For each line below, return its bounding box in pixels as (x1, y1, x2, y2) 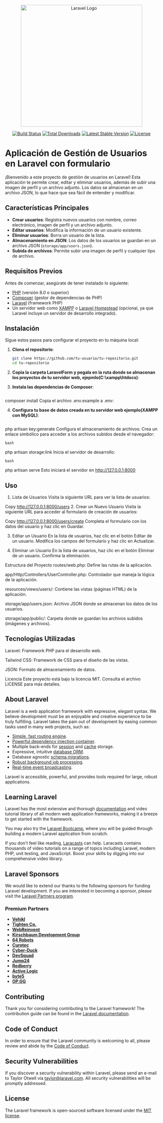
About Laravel (5, 695, 49, 704)
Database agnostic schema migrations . (12, 754, 91, 760)
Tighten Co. (12, 921, 37, 928)
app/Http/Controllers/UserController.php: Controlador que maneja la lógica (5, 571, 154, 577)
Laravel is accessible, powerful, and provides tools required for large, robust (5, 774, 158, 780)
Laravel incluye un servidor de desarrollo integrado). (12, 310, 117, 316)
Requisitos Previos (5, 267, 63, 275)
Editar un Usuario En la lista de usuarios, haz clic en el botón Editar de (12, 533, 152, 538)
